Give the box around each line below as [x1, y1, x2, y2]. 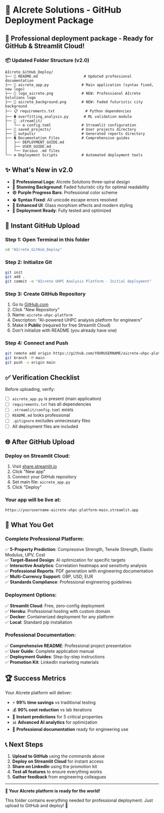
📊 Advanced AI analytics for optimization [12, 719, 98, 725]
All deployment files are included [12, 423, 79, 429]
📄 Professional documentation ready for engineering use [12, 726, 128, 732]
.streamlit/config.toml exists [12, 407, 74, 413]
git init [5, 270, 23, 275]
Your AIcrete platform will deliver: [5, 690, 72, 695]
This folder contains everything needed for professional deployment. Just [5, 797, 153, 803]
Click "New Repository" [12, 307, 60, 313]
